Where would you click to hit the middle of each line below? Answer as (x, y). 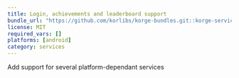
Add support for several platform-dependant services (86, 67)
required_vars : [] (34, 34)
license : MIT (27, 27)
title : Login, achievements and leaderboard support (87, 14)
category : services (36, 47)
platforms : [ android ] (39, 40)
